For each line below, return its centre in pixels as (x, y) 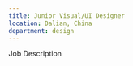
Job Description (35, 54)
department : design (41, 31)
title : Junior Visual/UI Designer (67, 16)
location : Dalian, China (50, 23)
